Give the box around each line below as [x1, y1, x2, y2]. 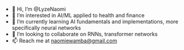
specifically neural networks [11, 24, 81, 31]
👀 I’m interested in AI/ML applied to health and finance [11, 12, 145, 19]
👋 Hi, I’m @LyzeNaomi [11, 6, 66, 12]
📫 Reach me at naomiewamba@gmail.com [11, 37, 118, 44]
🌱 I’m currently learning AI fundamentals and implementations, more [11, 18, 179, 25]
